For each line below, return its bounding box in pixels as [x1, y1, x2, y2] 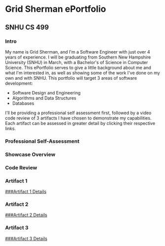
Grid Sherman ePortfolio [5, 3, 106, 15]
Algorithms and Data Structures [12, 95, 76, 101]
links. [5, 125, 16, 131]
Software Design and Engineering [12, 90, 81, 95]
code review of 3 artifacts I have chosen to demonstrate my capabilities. [5, 115, 152, 121]
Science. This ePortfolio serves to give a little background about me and [5, 64, 151, 70]
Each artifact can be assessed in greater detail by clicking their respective [5, 120, 155, 126]
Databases [12, 100, 34, 106]
